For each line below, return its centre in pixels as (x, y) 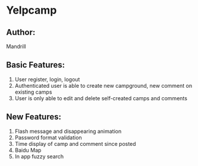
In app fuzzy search (39, 156)
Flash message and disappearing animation (68, 131)
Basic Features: (36, 65)
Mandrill (16, 46)
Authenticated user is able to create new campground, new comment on (103, 85)
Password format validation (48, 138)
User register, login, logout (47, 79)
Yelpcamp (32, 10)
